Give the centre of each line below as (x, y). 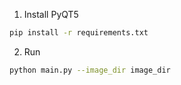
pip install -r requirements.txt (79, 33)
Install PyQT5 (51, 14)
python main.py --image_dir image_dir (90, 70)
